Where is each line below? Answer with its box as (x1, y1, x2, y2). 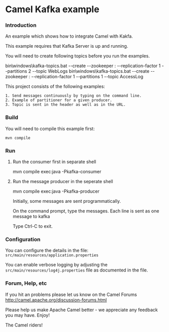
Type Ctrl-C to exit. (12, 223, 53, 229)
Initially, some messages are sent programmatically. (12, 198, 121, 204)
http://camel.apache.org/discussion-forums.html (5, 296, 107, 303)
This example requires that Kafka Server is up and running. (5, 43, 128, 49)
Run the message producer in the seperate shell (12, 178, 113, 185)
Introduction (5, 22, 37, 29)
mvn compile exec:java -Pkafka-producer (12, 188, 100, 194)
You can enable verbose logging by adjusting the (5, 262, 108, 268)
